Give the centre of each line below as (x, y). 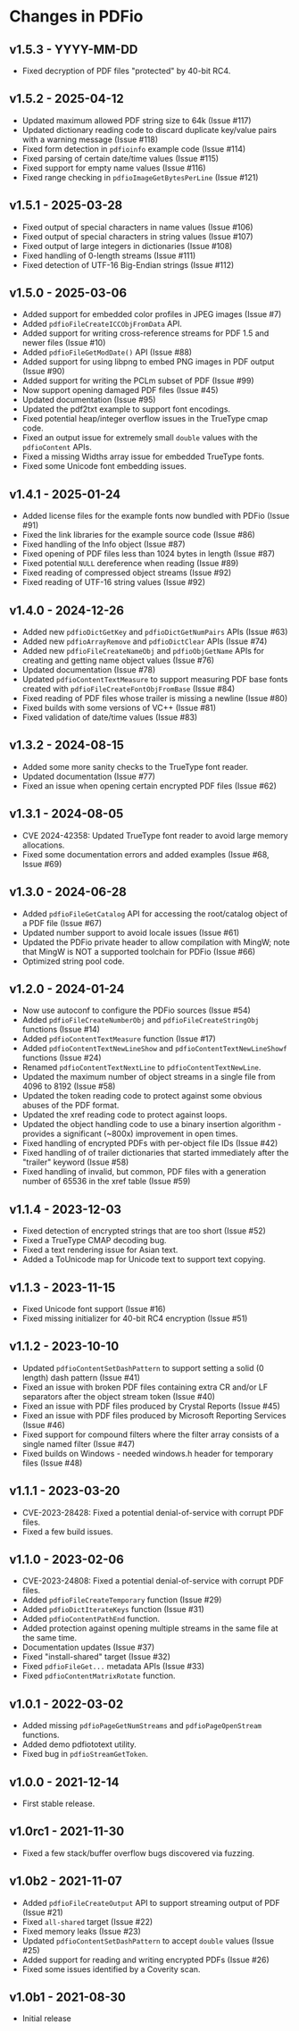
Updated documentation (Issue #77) (89, 776)
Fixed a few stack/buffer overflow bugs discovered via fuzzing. (138, 1853)
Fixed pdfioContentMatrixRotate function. (99, 1676)
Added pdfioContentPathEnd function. (91, 1619)
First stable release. (58, 1803)
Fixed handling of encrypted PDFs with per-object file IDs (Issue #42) (150, 1143)
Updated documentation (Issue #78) (89, 670)
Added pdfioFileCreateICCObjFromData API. (102, 324)
